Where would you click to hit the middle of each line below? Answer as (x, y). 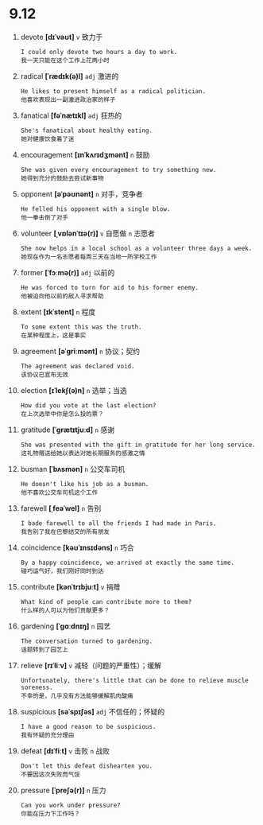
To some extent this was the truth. (81, 327)
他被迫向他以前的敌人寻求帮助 (62, 296)
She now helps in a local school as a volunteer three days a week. (136, 248)
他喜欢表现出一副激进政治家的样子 (68, 99)
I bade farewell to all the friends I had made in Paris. (118, 523)
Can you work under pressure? (71, 805)
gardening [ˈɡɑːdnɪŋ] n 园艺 (66, 626)
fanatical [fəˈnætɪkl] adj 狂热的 (71, 115)
